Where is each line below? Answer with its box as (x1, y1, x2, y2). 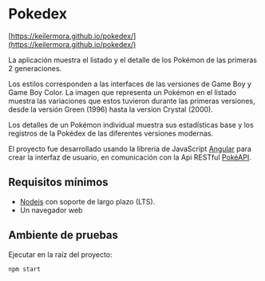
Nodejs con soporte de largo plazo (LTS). (19, 196, 156, 206)
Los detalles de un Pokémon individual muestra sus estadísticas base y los (8, 120, 254, 129)
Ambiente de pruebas (8, 228, 118, 242)
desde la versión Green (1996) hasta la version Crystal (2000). (8, 105, 213, 114)
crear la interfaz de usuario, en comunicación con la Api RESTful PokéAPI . (8, 152, 251, 162)
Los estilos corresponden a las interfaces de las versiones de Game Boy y (8, 79, 251, 89)
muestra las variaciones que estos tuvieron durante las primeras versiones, (8, 96, 255, 105)
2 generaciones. (8, 63, 62, 73)
